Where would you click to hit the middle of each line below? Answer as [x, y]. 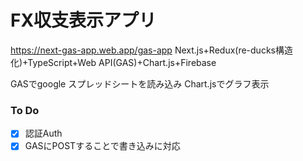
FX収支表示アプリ [83, 20]
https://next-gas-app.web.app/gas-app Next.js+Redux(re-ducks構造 [151, 50]
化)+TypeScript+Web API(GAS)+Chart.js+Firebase [113, 62]
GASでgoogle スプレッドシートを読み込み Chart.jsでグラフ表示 [140, 83]
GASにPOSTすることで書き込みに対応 [102, 146]
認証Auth [43, 133]
